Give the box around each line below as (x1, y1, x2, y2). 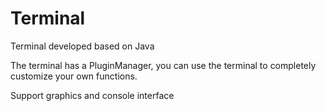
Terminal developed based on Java (10, 40, 155, 52)
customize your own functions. (10, 70, 138, 82)
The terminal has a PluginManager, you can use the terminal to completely (10, 59, 317, 71)
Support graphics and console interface (10, 89, 175, 101)
